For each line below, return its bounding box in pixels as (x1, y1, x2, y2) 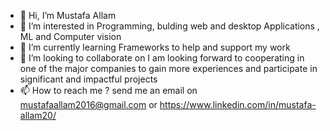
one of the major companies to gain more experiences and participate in (19, 63, 318, 74)
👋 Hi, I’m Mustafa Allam (19, 10, 117, 21)
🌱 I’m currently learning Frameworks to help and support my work (19, 41, 291, 53)
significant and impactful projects (19, 73, 158, 85)
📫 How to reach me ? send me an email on (19, 85, 198, 96)
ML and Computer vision (19, 31, 122, 42)
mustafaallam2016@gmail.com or (19, 99, 158, 110)
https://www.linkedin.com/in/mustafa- (159, 99, 317, 110)
